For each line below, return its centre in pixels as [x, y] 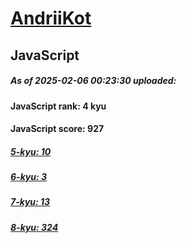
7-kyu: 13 [30, 202]
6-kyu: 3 [29, 177]
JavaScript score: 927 [57, 129]
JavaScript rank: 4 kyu [58, 106]
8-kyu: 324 [34, 227]
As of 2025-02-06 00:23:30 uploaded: [93, 81]
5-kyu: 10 [31, 151]
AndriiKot [51, 18]
